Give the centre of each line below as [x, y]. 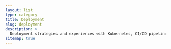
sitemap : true [20, 39]
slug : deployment [24, 24]
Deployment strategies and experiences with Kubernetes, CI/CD [78, 34]
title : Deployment [25, 19]
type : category [21, 15]
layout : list [19, 10]
